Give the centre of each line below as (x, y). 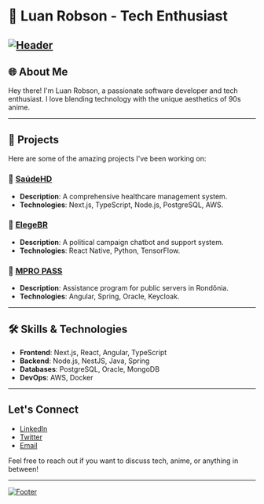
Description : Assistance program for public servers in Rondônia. (124, 288)
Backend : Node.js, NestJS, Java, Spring (84, 361)
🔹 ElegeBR (28, 225)
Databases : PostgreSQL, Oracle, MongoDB (89, 369)
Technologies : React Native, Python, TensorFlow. (100, 250)
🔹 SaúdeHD (30, 179)
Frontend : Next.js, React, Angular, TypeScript (93, 352)
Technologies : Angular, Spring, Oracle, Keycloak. (99, 296)
